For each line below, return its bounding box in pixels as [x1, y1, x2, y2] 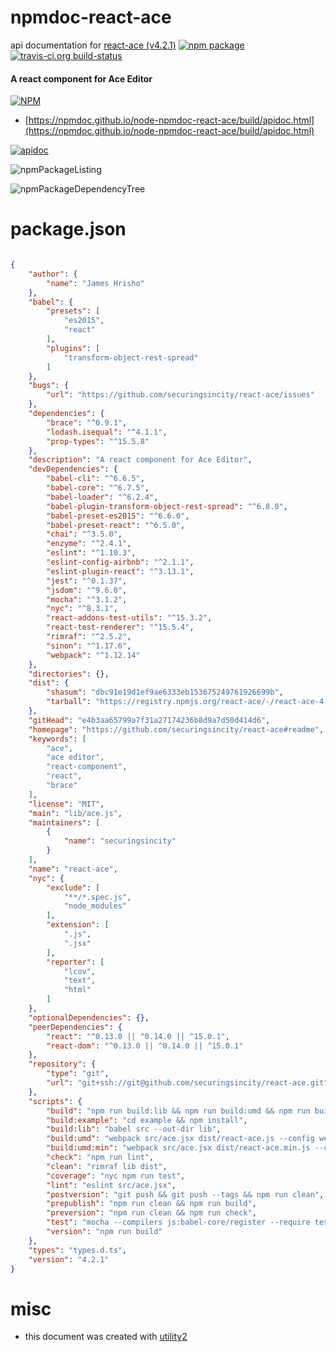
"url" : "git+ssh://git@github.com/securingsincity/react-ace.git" [46, 1078, 329, 1088]
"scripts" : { [28, 1096, 83, 1106]
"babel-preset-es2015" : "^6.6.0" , [46, 511, 190, 521]
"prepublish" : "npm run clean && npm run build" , [46, 1199, 257, 1209]
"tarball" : [46, 697, 92, 707]
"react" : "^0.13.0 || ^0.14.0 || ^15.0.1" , [46, 1031, 230, 1041]
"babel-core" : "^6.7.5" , [46, 483, 150, 493]
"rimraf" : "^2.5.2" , [46, 632, 132, 642]
